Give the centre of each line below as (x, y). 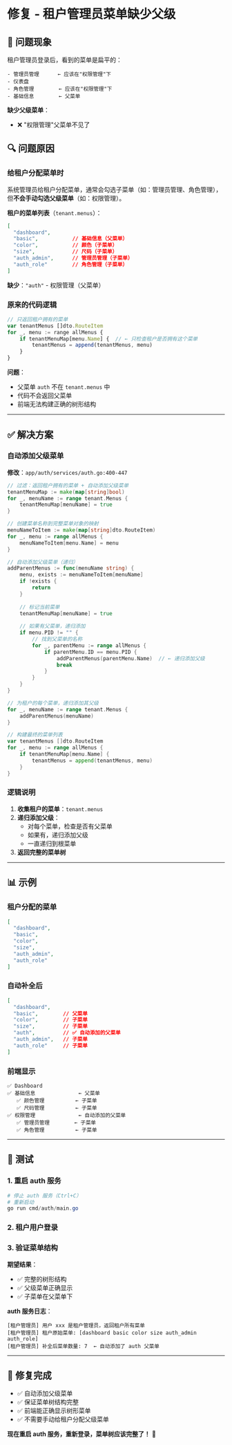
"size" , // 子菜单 (51, 1026)
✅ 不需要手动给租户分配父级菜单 (63, 1419)
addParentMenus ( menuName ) (57, 716)
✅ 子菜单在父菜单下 (45, 1296)
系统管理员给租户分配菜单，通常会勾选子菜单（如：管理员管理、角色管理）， (115, 189)
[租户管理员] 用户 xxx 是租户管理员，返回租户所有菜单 (76, 1325)
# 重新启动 (21, 1202)
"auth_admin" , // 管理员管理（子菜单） (73, 258)
